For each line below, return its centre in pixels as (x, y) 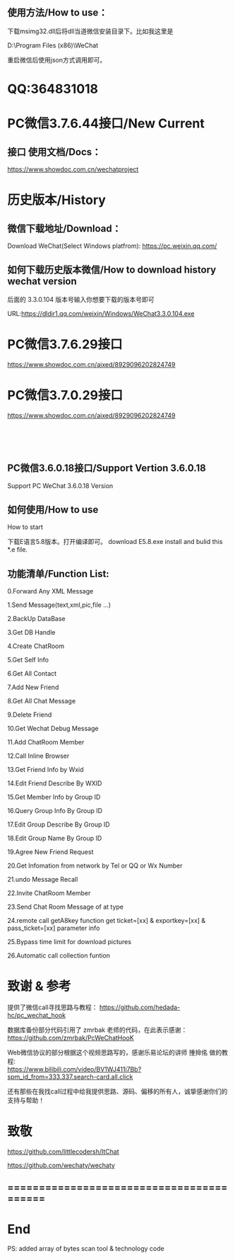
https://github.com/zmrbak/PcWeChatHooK (71, 1038)
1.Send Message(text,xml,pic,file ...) (59, 605)
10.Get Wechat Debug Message (53, 729)
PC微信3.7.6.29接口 (65, 344)
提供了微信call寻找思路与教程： (53, 1007)
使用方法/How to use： (58, 13)
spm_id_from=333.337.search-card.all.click (70, 1077)
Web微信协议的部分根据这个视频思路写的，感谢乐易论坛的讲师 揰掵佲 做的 (115, 1052)
